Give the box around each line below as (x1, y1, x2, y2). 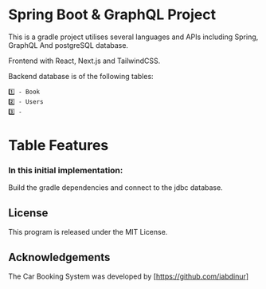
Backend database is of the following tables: (8, 71, 154, 81)
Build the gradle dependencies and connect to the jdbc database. (8, 183, 223, 192)
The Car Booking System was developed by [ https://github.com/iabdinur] (8, 271, 249, 281)
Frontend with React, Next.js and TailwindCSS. (8, 56, 161, 65)
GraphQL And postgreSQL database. (8, 40, 129, 49)
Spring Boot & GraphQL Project (8, 6, 217, 24)
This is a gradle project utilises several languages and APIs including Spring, (8, 32, 259, 42)
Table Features (8, 137, 109, 155)
